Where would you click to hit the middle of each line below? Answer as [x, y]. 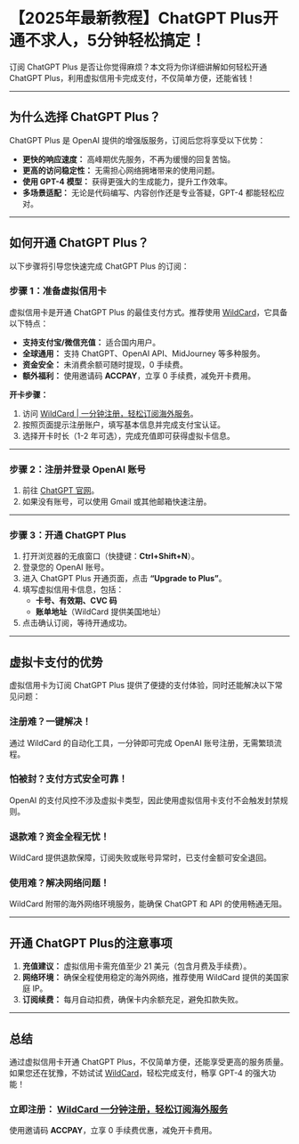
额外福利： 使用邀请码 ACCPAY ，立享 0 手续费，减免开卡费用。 [139, 376]
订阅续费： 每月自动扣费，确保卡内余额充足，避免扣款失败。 [132, 1000]
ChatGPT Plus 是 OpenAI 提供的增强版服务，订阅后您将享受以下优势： [137, 140]
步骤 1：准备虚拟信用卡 [58, 291]
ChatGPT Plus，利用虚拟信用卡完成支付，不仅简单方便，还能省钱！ [132, 77]
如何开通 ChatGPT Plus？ [79, 243]
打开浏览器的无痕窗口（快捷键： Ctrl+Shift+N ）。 [111, 556]
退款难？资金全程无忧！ [59, 836]
